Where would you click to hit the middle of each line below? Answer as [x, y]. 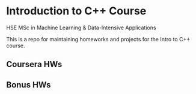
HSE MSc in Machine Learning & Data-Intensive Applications [81, 28]
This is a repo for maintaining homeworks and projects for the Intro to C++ [98, 39]
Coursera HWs [34, 64]
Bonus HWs [29, 85]
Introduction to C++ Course [76, 11]
